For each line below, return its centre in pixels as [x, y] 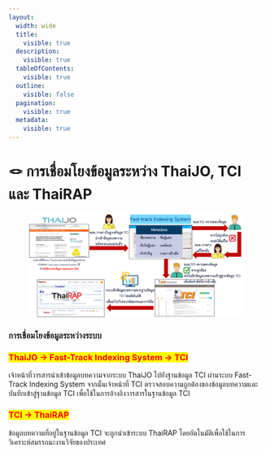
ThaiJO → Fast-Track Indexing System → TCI [98, 357]
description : [38, 52]
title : [27, 34]
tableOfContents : [45, 69]
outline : [31, 85]
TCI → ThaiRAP [39, 415]
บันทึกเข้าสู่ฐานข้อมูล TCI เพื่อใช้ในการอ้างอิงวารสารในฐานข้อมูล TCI [99, 394]
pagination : [36, 103]
